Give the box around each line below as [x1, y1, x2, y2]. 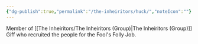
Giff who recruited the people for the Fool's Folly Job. [6, 31, 137, 38]
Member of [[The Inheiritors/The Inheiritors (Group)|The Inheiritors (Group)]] [6, 25, 192, 32]
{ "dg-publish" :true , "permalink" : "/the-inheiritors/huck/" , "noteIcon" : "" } [6, 8, 192, 15]
